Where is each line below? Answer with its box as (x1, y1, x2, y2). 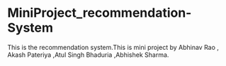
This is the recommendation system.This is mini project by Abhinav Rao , (7, 43, 220, 51)
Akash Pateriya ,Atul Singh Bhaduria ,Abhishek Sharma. (7, 51, 169, 59)
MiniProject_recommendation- (7, 5, 192, 21)
